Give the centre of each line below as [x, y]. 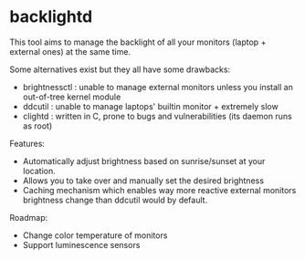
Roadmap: [29, 217]
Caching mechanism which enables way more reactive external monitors [159, 190]
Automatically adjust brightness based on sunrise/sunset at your [144, 161]
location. [39, 171]
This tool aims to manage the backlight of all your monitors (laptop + [138, 42]
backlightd [51, 17]
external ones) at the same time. [70, 51]
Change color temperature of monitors [95, 235]
